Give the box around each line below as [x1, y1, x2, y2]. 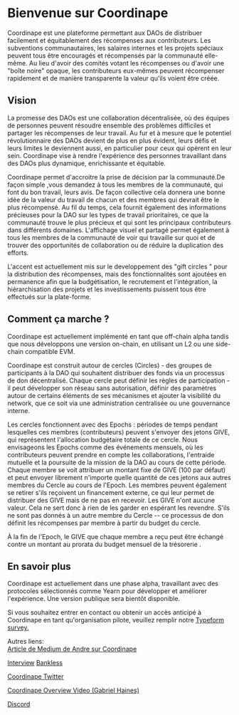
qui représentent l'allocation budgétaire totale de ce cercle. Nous [7, 435, 198, 444]
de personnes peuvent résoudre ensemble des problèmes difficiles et [7, 121, 211, 130]
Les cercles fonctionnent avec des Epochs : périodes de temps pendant [7, 420, 218, 429]
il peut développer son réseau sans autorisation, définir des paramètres [7, 383, 217, 392]
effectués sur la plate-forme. [7, 292, 92, 301]
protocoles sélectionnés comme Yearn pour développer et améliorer [7, 587, 208, 595]
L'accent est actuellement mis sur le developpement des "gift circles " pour [7, 262, 228, 271]
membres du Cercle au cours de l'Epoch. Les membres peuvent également [7, 481, 227, 489]
